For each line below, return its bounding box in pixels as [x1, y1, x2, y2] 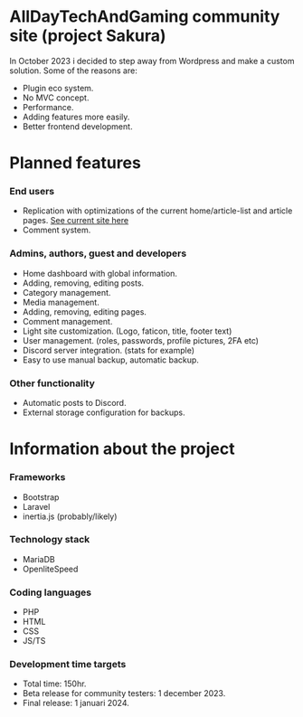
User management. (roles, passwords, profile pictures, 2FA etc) [22, 335, 260, 345]
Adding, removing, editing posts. [22, 278, 145, 288]
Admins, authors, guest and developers [9, 247, 187, 259]
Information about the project [9, 439, 235, 459]
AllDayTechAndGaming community [9, 6, 280, 27]
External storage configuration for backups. [22, 407, 185, 418]
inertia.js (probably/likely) [22, 511, 118, 522]
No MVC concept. [22, 92, 90, 103]
